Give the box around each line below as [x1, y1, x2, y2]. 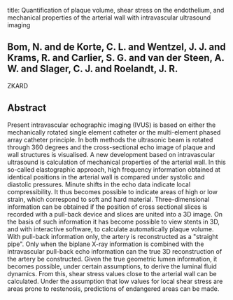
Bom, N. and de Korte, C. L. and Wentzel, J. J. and [7, 41, 226, 53]
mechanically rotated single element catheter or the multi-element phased [7, 128, 221, 136]
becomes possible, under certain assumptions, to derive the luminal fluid [7, 262, 217, 271]
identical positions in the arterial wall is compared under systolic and [7, 172, 205, 181]
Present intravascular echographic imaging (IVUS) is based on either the [7, 121, 216, 129]
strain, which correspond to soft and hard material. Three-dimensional [7, 195, 210, 203]
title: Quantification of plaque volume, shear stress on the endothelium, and [7, 6, 225, 14]
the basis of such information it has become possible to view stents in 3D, [7, 217, 220, 226]
